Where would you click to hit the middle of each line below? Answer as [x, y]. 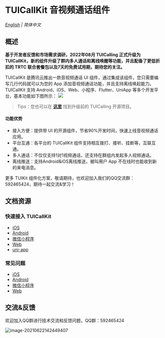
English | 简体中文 [23, 25]
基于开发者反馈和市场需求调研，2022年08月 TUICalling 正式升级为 [73, 54]
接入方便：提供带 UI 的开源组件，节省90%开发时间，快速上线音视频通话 [85, 130]
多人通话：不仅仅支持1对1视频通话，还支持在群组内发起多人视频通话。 [83, 155]
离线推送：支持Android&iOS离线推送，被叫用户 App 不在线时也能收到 [82, 161]
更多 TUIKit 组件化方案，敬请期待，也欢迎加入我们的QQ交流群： [70, 178]
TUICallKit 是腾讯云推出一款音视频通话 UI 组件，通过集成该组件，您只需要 [80, 77]
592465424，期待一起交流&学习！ [40, 184]
